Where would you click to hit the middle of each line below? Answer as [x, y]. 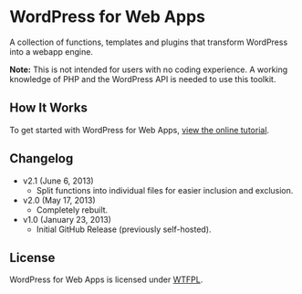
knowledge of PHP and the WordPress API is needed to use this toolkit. [143, 79]
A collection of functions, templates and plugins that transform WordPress [149, 42]
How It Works [49, 108]
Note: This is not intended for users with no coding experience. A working [149, 69]
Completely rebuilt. [72, 210]
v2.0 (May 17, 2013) [59, 200]
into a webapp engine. [52, 51]
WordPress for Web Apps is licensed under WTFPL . [106, 279]
